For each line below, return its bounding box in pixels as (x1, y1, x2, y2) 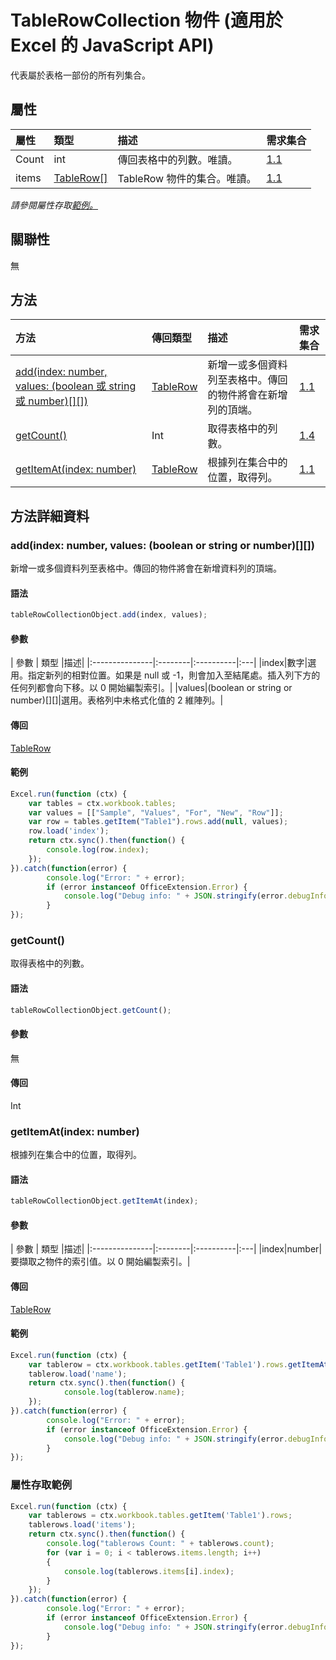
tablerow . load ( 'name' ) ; (28, 1369, 128, 1379)
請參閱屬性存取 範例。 (10, 199, 98, 211)
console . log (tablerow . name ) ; (63, 1387, 186, 1398)
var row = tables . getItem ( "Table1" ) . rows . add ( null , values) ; (28, 817, 289, 827)
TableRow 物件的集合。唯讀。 (117, 171, 257, 185)
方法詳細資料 (10, 507, 90, 525)
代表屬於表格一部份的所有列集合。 (10, 69, 151, 81)
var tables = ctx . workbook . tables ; (28, 798, 177, 808)
